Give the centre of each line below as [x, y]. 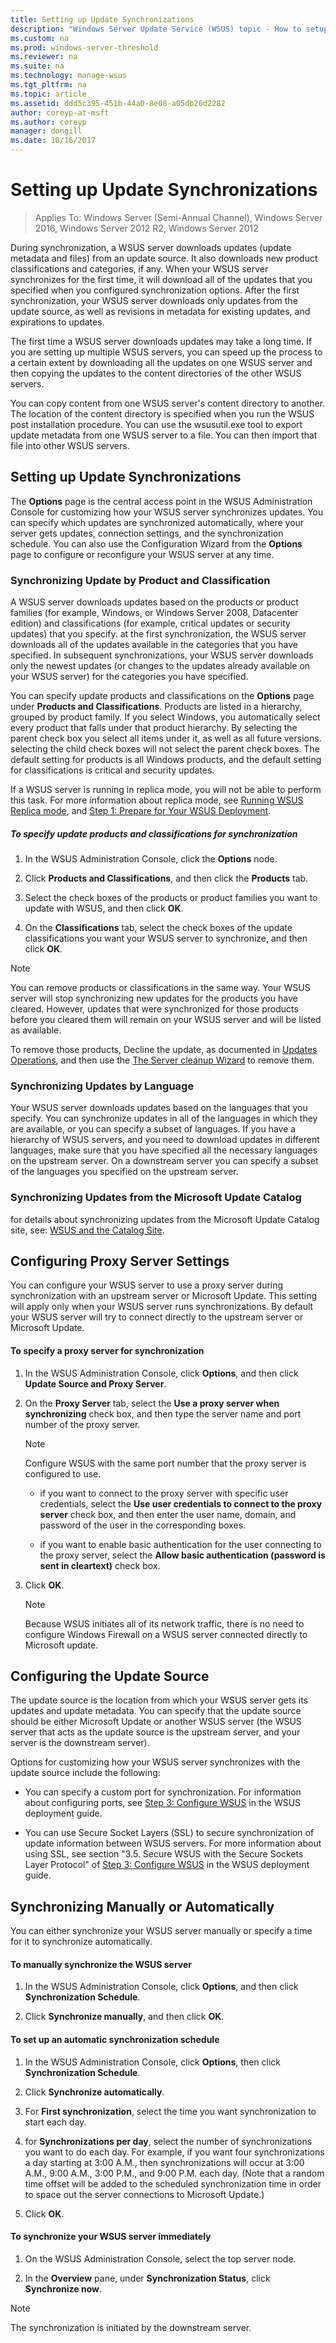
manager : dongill [46, 131]
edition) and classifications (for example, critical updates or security [150, 623]
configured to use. [63, 1473]
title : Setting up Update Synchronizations [102, 19]
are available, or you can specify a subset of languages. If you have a [153, 1129]
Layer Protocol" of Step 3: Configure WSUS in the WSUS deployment [167, 1865]
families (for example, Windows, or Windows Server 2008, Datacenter [154, 613]
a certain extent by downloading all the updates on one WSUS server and [161, 362]
